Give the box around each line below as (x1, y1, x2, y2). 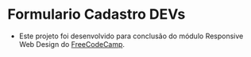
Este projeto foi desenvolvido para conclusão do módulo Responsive (18, 31, 244, 41)
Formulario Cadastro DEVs (7, 5, 186, 23)
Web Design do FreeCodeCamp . (18, 39, 125, 48)
